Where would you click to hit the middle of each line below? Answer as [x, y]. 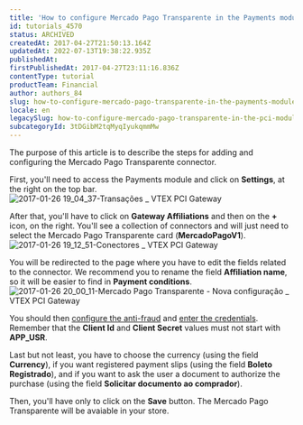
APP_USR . [28, 337]
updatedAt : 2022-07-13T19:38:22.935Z [80, 51]
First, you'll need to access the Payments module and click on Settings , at [147, 180]
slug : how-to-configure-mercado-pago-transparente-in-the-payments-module [153, 102]
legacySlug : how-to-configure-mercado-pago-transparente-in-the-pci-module [155, 118]
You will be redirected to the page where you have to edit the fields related [148, 262]
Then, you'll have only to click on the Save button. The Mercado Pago [139, 401]
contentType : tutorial [52, 77]
